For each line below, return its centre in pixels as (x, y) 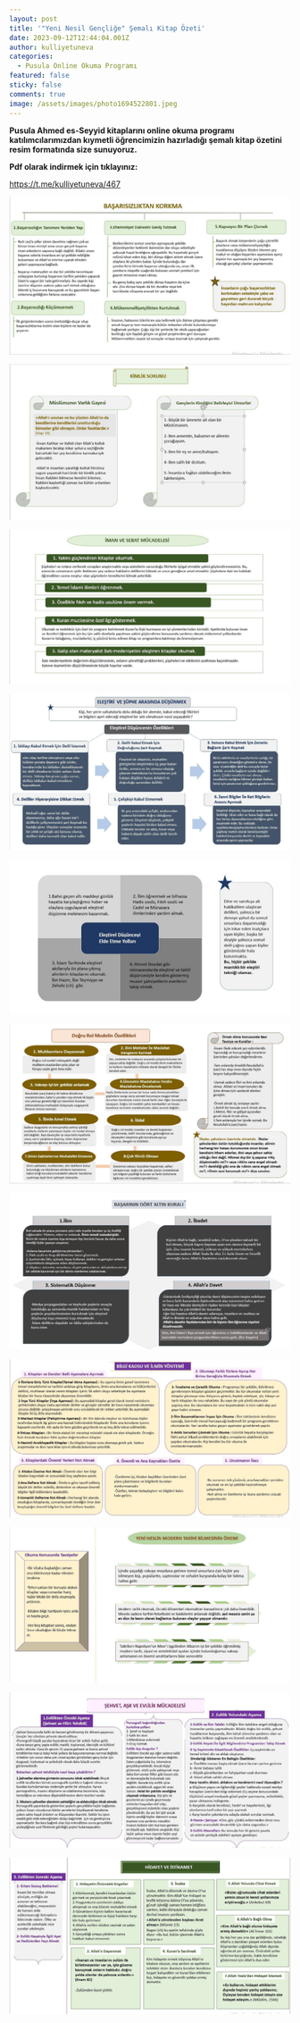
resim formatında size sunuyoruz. (73, 149)
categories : (31, 57)
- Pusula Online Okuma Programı (78, 66)
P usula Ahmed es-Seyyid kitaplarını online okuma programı (122, 130)
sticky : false (36, 85)
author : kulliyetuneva (51, 47)
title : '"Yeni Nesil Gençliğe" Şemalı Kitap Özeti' (107, 28)
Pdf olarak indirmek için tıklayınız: (74, 166)
